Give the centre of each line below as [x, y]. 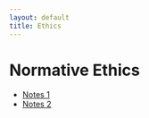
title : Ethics [36, 26]
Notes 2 [37, 105]
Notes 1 [36, 95]
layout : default [39, 17]
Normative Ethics [74, 70]
